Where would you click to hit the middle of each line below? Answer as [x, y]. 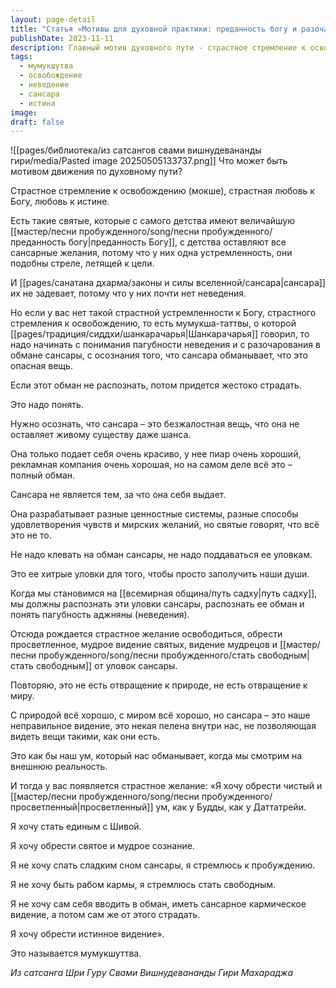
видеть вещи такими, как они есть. [85, 737]
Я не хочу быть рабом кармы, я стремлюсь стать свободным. [143, 885]
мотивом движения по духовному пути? [96, 172]
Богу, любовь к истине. [60, 202]
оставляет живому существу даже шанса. [101, 435]
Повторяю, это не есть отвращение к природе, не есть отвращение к [159, 685]
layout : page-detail [53, 19]
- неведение [44, 85]
